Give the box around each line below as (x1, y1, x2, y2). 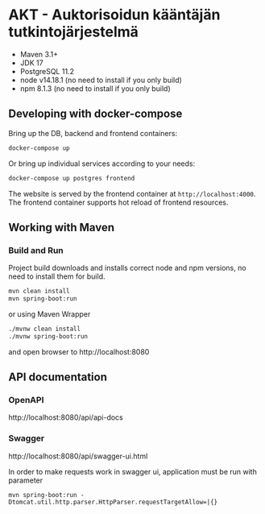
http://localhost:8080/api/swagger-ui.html (8, 451, 148, 461)
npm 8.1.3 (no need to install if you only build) (19, 83, 171, 93)
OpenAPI (8, 395, 44, 405)
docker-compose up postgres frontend (8, 174, 135, 182)
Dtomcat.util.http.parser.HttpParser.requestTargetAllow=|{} (8, 498, 218, 506)
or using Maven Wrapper (8, 309, 91, 319)
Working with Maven (8, 220, 115, 234)
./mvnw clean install (8, 325, 81, 333)
